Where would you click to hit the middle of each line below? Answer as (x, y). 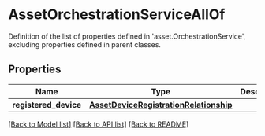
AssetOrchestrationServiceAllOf (117, 15)
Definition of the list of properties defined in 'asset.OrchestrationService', (127, 36)
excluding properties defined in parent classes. (85, 44)
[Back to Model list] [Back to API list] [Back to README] (99, 124)
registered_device (47, 105)
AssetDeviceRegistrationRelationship (161, 105)
